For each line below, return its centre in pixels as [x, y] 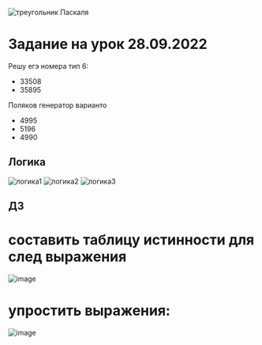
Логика [27, 162]
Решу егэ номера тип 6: [49, 66]
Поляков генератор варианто [58, 105]
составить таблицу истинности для [131, 240]
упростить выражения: [90, 311]
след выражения [67, 257]
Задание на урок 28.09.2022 [108, 44]
